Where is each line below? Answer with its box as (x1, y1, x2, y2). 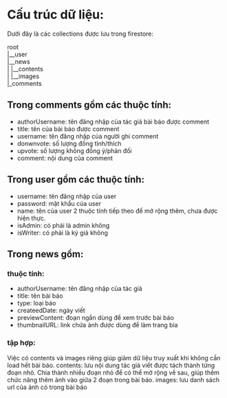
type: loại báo (17, 299, 56, 307)
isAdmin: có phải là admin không (17, 221, 110, 229)
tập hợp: (7, 338, 36, 348)
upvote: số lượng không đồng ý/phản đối (17, 146, 132, 154)
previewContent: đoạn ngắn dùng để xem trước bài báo (17, 314, 174, 322)
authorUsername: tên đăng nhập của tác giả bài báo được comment (17, 117, 210, 126)
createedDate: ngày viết (17, 306, 86, 315)
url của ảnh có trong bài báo (7, 383, 87, 391)
